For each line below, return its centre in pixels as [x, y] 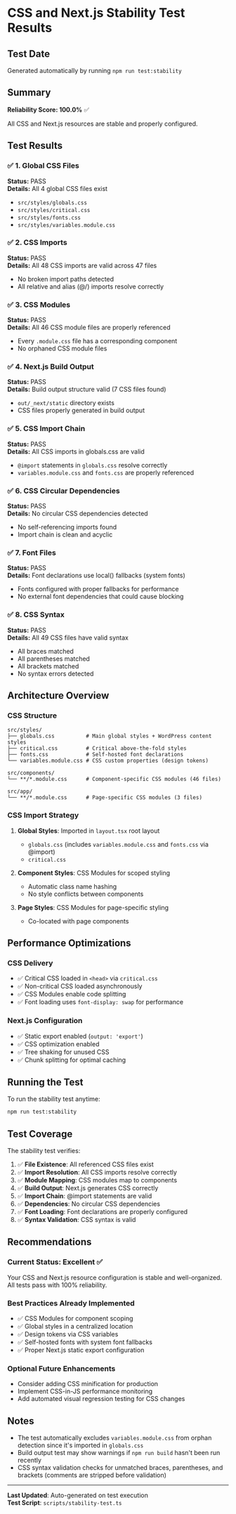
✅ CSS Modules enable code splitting [72, 994]
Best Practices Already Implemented [71, 1303]
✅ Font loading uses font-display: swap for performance [100, 1002]
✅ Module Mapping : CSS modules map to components [97, 1180]
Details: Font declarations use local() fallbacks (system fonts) [97, 575]
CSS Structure [32, 716]
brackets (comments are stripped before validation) [92, 1475]
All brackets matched [48, 666]
